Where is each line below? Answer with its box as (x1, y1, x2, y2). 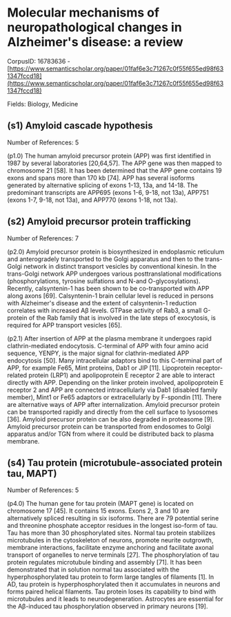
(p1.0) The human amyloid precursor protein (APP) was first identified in (7, 151, 212, 160)
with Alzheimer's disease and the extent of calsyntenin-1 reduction (7, 298, 197, 307)
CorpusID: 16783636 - (7, 57, 70, 65)
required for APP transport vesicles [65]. (7, 321, 122, 329)
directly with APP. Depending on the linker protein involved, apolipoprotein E (7, 378, 224, 386)
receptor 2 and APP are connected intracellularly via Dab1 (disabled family (7, 386, 218, 394)
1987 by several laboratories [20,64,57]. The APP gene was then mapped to (7, 159, 222, 167)
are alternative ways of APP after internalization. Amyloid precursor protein (7, 400, 220, 408)
